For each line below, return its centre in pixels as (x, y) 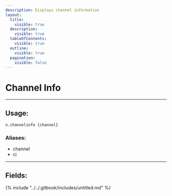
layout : (14, 15)
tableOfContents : (28, 39)
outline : (19, 48)
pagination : (23, 58)
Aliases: (16, 138)
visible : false (31, 63)
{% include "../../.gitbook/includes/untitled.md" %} (58, 188)
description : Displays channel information (52, 10)
